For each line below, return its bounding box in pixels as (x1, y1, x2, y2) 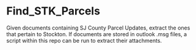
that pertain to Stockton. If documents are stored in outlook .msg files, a (6, 30, 187, 37)
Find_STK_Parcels (6, 4, 101, 18)
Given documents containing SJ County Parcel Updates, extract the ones (6, 24, 191, 31)
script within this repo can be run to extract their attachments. (6, 37, 162, 44)
